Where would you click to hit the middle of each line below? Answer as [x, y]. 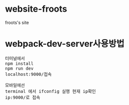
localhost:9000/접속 [29, 74]
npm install [19, 63]
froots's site [17, 22]
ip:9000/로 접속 [23, 97]
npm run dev [19, 68]
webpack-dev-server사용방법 [65, 44]
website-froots [36, 9]
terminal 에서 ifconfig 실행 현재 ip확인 [51, 91]
